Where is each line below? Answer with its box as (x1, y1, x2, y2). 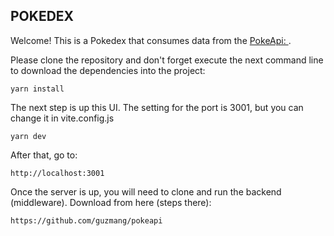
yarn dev (10, 131, 47, 141)
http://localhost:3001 (10, 168, 105, 178)
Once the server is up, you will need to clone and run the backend (10, 185, 282, 198)
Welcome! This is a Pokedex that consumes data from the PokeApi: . (10, 34, 292, 46)
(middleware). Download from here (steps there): (10, 196, 212, 208)
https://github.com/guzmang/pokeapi (10, 215, 163, 226)
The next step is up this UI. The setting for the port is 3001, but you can (10, 101, 304, 113)
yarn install (10, 84, 65, 94)
